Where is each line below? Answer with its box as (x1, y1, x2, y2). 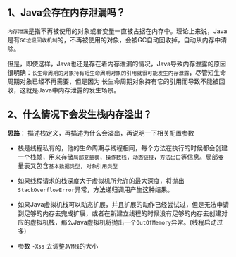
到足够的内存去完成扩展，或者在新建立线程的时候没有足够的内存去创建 (17, 209, 222, 217)
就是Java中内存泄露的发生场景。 (25, 85, 120, 94)
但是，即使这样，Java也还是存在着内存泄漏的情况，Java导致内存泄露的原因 (7, 59, 227, 68)
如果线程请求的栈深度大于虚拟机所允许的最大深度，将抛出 (17, 176, 185, 185)
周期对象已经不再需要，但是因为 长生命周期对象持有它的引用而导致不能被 (7, 77, 219, 85)
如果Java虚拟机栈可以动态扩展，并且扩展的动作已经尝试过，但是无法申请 (17, 200, 230, 208)
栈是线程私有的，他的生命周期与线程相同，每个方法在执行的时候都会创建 (17, 143, 228, 152)
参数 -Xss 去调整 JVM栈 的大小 (17, 241, 99, 250)
